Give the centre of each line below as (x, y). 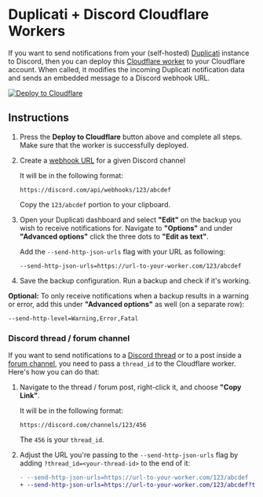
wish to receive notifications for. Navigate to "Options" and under (126, 228)
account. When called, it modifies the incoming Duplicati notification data (126, 69)
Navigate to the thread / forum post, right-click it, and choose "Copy (130, 387)
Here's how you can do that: (54, 372)
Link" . (30, 396)
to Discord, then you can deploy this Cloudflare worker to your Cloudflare (127, 61)
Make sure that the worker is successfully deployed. (104, 145)
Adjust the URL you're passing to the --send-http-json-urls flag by (129, 455)
